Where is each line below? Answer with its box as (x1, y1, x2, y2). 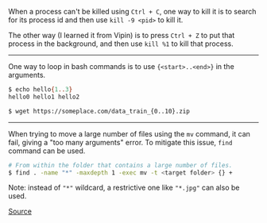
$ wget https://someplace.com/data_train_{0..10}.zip (8, 107, 191, 115)
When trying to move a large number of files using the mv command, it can (8, 129, 250, 138)
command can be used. (8, 146, 86, 156)
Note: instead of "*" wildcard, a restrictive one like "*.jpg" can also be (8, 183, 240, 193)
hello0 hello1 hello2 (8, 93, 80, 101)
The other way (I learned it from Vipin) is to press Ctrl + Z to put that (8, 31, 235, 40)
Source (8, 206, 32, 217)
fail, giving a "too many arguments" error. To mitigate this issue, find (8, 137, 233, 147)
